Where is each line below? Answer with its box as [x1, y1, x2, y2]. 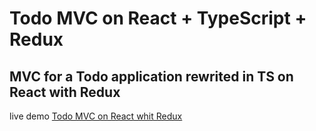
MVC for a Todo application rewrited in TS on [9, 68, 294, 85]
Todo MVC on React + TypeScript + [9, 7, 307, 30]
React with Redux [9, 83, 121, 101]
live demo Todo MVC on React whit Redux [9, 110, 183, 122]
